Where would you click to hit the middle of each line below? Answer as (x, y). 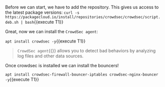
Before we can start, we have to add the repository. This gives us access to (82, 7)
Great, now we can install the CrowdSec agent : (52, 31)
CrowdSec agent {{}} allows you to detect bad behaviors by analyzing (86, 51)
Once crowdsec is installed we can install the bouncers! (62, 65)
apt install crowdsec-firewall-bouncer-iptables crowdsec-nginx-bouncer (82, 75)
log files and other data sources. (50, 56)
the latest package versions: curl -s (42, 12)
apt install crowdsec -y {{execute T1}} (45, 41)
